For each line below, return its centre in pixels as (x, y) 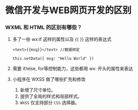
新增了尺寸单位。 (38, 90)
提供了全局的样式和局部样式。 (51, 96)
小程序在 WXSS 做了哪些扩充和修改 (49, 79)
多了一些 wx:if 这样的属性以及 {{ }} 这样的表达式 (62, 39)
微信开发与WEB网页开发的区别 (68, 10)
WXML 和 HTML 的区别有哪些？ (44, 27)
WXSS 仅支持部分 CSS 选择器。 (50, 103)
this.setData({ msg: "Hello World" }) (53, 59)
